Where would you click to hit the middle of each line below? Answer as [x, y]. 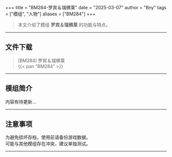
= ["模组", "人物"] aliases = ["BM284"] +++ [50, 14]
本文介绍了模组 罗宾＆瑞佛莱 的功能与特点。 [64, 25]
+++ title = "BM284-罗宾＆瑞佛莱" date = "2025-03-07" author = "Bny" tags [86, 7]
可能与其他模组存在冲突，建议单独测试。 [48, 144]
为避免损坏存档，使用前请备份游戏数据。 [48, 138]
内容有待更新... [21, 102]
